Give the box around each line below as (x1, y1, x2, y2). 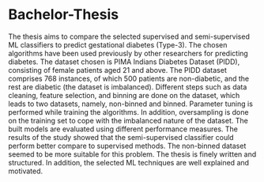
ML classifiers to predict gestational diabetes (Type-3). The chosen (8, 40, 228, 49)
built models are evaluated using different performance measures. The (8, 124, 239, 134)
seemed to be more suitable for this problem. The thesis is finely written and (8, 149, 257, 159)
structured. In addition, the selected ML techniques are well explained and (8, 157, 250, 167)
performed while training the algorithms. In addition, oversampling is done (8, 107, 249, 116)
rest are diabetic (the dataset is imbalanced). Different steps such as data (8, 82, 247, 92)
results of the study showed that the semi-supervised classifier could (8, 132, 235, 142)
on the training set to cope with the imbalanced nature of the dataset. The (8, 116, 249, 125)
